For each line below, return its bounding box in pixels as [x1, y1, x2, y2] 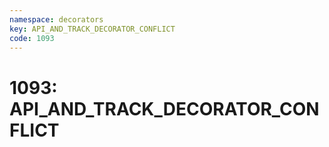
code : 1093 [9, 33, 55, 43]
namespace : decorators [9, 14, 104, 25]
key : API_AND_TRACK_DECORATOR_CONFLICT [9, 24, 176, 34]
